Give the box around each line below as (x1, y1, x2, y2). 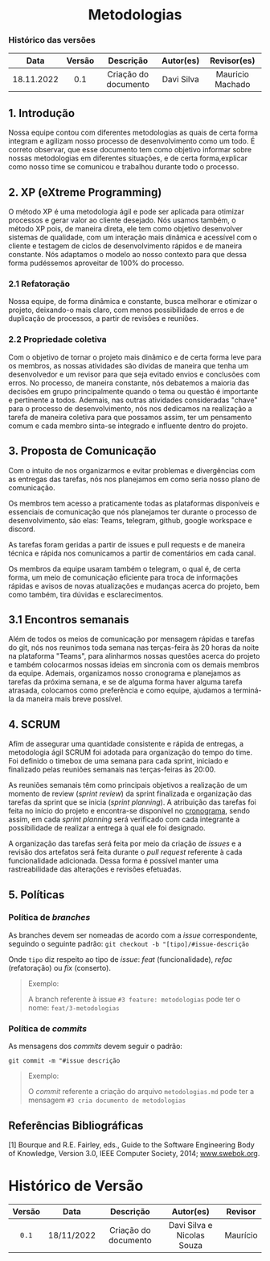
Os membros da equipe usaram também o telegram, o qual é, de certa (8, 564, 241, 573)
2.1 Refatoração (8, 278, 71, 289)
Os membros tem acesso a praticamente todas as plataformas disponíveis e (8, 498, 260, 508)
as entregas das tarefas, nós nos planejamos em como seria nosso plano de (8, 474, 260, 484)
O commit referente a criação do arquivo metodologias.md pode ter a (27, 1087, 255, 1097)
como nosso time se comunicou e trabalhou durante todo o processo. (8, 162, 239, 172)
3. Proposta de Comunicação (8, 444, 157, 458)
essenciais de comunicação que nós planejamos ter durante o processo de (8, 506, 257, 517)
